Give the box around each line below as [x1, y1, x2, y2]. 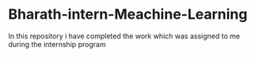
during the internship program [8, 39, 106, 48]
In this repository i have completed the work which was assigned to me [8, 31, 240, 41]
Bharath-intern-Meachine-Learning [8, 5, 248, 23]
